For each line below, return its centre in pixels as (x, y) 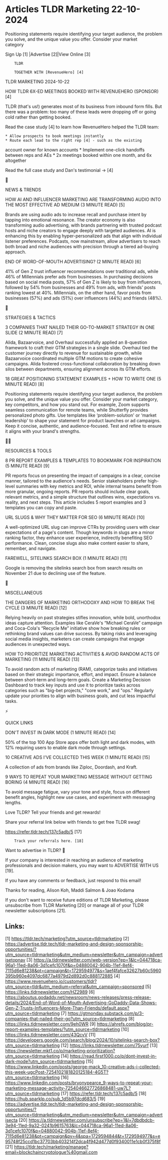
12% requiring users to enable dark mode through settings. (66, 747)
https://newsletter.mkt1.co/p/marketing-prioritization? (60, 1050)
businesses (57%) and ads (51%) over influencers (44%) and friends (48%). (84, 298)
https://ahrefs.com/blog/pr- (125, 1024)
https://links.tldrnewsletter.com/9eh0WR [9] (50, 1024)
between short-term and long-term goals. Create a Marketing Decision (78, 680)
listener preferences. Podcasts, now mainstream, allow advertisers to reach (83, 241)
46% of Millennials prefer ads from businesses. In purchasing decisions (79, 276)
